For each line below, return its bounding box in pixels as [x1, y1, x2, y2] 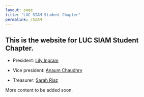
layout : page [5, 7, 33, 13]
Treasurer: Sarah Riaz [12, 77, 59, 83]
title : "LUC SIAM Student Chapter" [5, 12, 81, 17]
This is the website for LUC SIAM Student [5, 36, 139, 44]
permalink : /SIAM [5, 17, 42, 22]
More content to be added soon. [5, 87, 73, 93]
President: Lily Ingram [12, 57, 59, 64]
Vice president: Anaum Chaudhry [12, 67, 83, 74]
